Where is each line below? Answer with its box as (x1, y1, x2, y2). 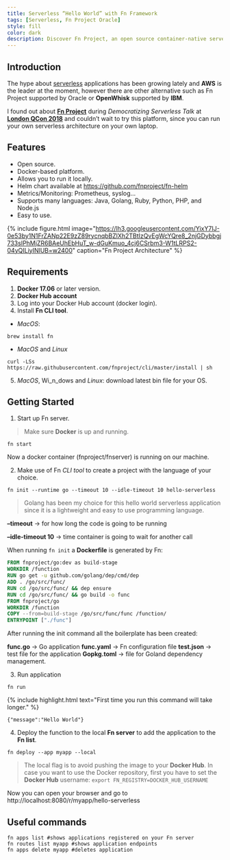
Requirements (7, 266, 68, 278)
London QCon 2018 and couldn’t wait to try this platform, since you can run (7, 114, 220, 122)
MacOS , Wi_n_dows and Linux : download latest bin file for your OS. (16, 376, 207, 385)
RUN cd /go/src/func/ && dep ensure (7, 585, 112, 591)
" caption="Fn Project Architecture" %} (72, 246, 183, 254)
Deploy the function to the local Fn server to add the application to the (16, 729, 216, 737)
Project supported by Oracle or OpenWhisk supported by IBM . (7, 93, 184, 102)
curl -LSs (7, 358, 36, 365)
